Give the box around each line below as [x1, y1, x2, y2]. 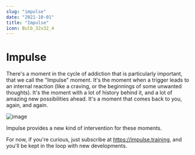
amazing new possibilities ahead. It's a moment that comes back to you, [6, 95, 183, 102]
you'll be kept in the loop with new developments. [6, 143, 127, 150]
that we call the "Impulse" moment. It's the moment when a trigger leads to [6, 76, 190, 83]
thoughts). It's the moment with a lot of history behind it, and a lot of [6, 89, 173, 96]
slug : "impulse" [6, 8, 46, 15]
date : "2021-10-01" [6, 14, 55, 20]
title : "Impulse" [6, 20, 49, 25]
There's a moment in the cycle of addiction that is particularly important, [6, 70, 183, 77]
